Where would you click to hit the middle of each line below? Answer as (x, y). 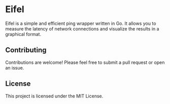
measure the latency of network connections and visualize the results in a (82, 28)
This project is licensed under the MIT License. (54, 96)
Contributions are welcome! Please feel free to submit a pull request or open (85, 62)
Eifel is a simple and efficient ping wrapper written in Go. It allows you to (81, 23)
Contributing (26, 50)
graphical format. (23, 34)
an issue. (15, 67)
